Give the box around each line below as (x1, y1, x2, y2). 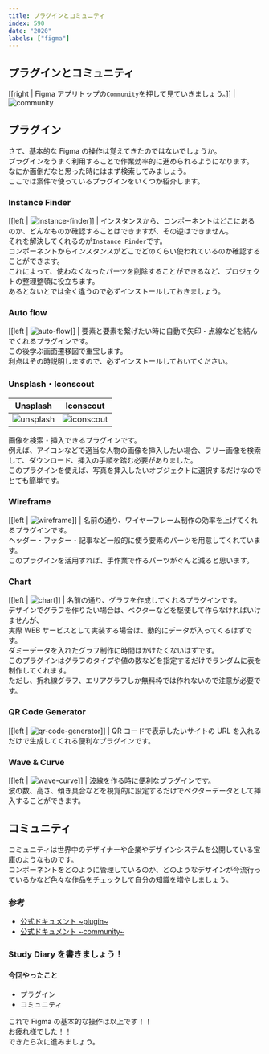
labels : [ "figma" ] (8, 34, 70, 43)
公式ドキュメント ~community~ (19, 927, 125, 937)
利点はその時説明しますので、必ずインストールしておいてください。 (8, 356, 233, 366)
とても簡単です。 (8, 476, 64, 485)
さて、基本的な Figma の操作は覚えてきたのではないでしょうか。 (8, 146, 222, 155)
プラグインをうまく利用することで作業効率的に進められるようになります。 (8, 156, 255, 166)
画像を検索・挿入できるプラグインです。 (8, 435, 142, 445)
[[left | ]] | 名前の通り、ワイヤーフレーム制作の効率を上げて (8, 516, 244, 525)
